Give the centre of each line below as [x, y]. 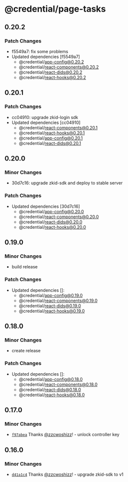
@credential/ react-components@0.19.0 [58, 301]
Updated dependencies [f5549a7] [46, 57]
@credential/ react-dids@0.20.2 [51, 72]
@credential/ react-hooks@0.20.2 [52, 77]
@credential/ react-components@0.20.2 [59, 67]
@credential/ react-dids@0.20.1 [50, 143]
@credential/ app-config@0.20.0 [51, 211]
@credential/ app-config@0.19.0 [51, 295]
